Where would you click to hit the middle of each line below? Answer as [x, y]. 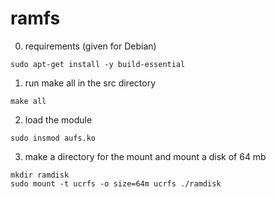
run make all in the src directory [90, 83]
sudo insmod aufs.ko [53, 138]
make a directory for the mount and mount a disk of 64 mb [145, 156]
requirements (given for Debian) [90, 46]
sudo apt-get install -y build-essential [98, 64]
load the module [58, 119]
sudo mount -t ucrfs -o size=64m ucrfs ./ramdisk [116, 183]
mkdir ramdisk [40, 175]
